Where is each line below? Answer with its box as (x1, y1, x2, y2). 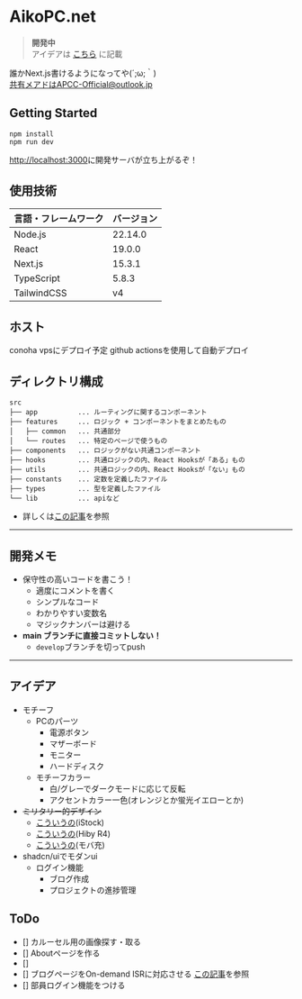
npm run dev (9, 137, 54, 146)
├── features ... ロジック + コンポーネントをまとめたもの (9, 417, 226, 427)
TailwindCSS (13, 286, 67, 299)
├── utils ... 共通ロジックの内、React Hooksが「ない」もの (9, 466, 245, 475)
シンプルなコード (35, 596, 100, 607)
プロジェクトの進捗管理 (49, 885, 137, 895)
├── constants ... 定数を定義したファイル (9, 475, 168, 484)
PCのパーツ (35, 715, 79, 726)
